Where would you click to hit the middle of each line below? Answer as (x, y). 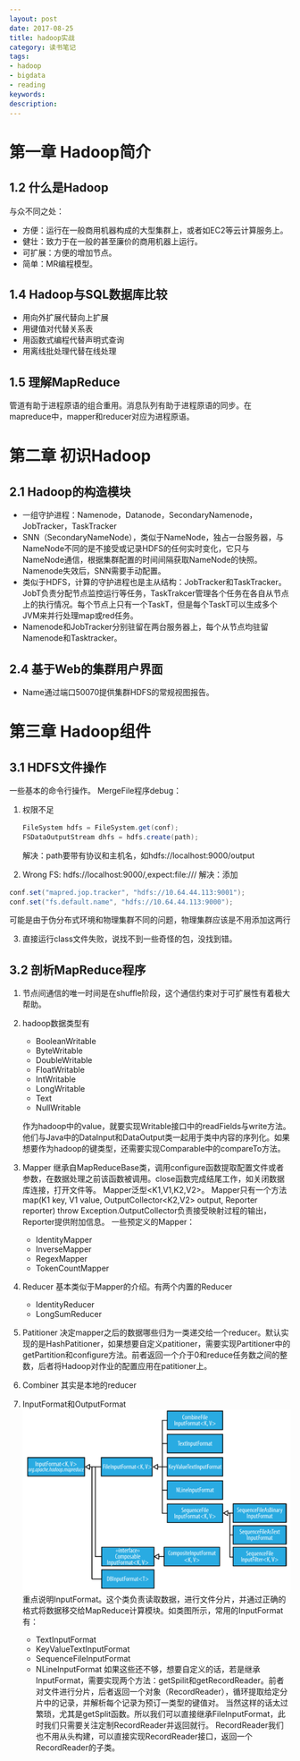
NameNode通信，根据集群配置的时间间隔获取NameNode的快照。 (142, 560)
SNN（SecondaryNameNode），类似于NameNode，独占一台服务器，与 (153, 538)
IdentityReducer (65, 1305)
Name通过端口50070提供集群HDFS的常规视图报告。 (118, 692)
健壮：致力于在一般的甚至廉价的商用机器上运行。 (112, 241)
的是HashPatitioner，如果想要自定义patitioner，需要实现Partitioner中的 (160, 1344)
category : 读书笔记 (43, 47)
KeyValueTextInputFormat (83, 1649)
